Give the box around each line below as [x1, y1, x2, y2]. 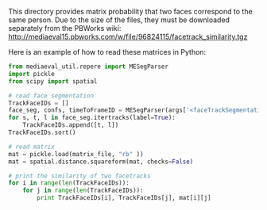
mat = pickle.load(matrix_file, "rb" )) [8, 150, 145, 158]
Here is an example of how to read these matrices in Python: [8, 48, 207, 56]
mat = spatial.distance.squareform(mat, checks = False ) [8, 158, 194, 166]
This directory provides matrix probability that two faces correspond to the [8, 7, 253, 16]
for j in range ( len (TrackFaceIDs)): [22, 186, 145, 195]
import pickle [8, 70, 56, 78]
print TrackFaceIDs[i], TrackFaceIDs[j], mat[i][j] [37, 194, 212, 202]
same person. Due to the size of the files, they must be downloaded [8, 15, 230, 25]
